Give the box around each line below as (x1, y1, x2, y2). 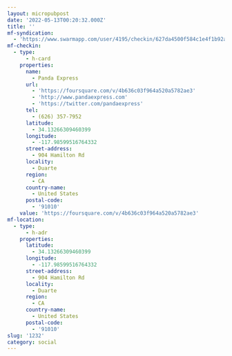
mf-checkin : (7, 42, 41, 49)
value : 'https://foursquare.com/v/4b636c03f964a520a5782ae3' (19, 210, 199, 217)
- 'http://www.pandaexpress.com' (32, 94, 128, 101)
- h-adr (25, 229, 48, 236)
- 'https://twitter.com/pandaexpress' (32, 100, 144, 107)
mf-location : (7, 216, 45, 223)
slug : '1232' (7, 332, 45, 339)
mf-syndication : (7, 29, 54, 37)
